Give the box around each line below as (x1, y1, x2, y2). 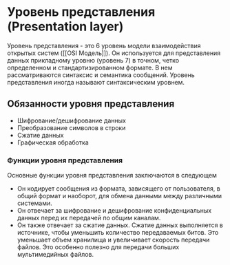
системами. (17, 199, 53, 207)
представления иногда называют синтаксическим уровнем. (7, 78, 185, 86)
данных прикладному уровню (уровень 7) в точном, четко (7, 56, 180, 64)
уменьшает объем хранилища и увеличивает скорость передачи (17, 235, 210, 244)
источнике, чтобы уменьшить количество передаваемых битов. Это (17, 229, 219, 237)
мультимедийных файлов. (17, 251, 94, 259)
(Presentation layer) (7, 19, 124, 34)
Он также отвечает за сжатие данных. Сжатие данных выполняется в (17, 221, 224, 229)
